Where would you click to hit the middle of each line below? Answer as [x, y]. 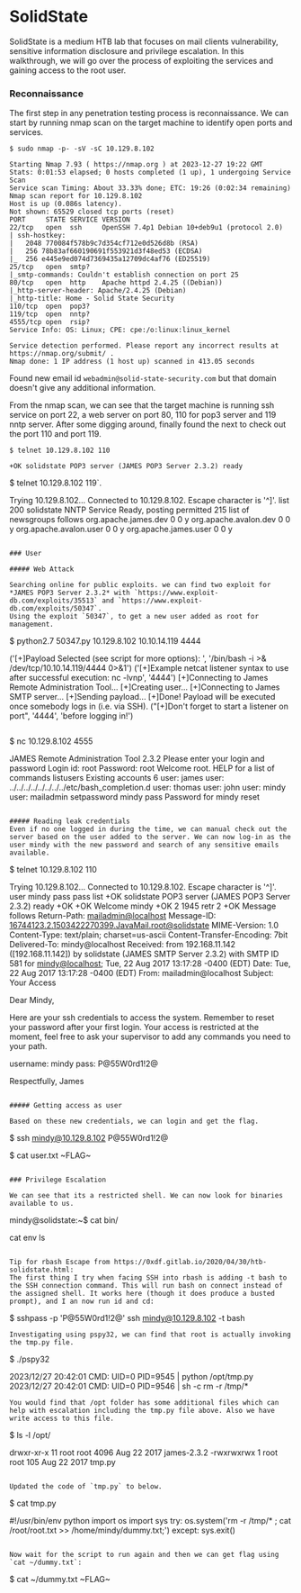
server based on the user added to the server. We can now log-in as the [150, 837]
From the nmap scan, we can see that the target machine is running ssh [142, 405]
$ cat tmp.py [33, 1503]
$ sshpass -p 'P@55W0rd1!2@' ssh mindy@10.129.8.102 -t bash [127, 1318]
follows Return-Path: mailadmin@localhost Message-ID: [113, 916]
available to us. [42, 1204]
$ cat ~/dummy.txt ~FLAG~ [60, 1579]
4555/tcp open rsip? [50, 322]
